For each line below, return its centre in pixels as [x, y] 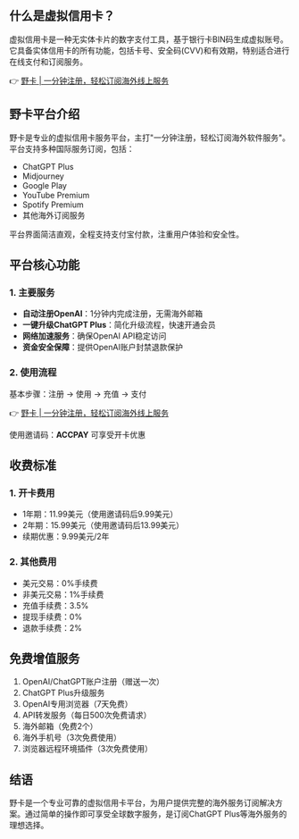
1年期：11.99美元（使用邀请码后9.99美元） [100, 514]
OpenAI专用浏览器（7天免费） [77, 704]
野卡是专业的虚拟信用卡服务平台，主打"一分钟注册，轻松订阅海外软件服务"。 [150, 138]
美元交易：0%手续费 [60, 583]
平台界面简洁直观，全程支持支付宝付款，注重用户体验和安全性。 [126, 234]
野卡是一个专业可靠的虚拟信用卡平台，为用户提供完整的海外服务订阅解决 [142, 803]
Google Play [44, 185]
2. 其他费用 [33, 562]
